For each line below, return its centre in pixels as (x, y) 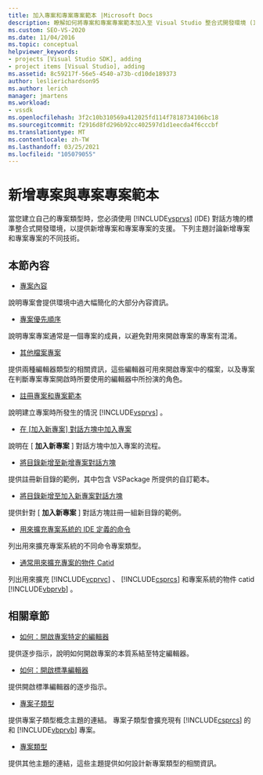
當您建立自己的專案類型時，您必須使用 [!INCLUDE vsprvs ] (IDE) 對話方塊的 (127, 219)
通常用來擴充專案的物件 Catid (67, 563)
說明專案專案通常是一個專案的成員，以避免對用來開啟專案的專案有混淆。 (124, 336)
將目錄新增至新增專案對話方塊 (67, 462)
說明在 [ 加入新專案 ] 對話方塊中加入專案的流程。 (86, 446)
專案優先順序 (40, 319)
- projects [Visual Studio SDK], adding (75, 60)
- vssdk (21, 111)
